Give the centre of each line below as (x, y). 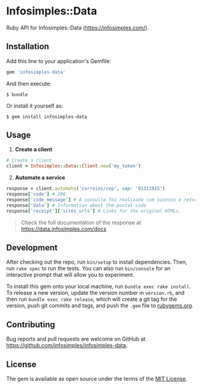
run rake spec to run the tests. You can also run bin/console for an (88, 268)
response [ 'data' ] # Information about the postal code (76, 205)
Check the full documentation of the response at (81, 222)
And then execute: (29, 83)
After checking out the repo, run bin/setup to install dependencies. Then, (97, 262)
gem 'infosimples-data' (36, 72)
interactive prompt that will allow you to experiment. (70, 275)
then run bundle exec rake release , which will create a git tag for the (92, 299)
